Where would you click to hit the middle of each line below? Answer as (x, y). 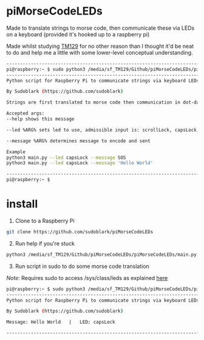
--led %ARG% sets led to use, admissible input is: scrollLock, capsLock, (103, 130)
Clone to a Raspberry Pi (45, 221)
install (22, 204)
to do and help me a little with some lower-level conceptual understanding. (100, 52)
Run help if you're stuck (45, 243)
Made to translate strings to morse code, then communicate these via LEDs (100, 28)
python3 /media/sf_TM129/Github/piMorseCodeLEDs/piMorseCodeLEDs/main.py (102, 255)
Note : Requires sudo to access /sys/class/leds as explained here (87, 278)
